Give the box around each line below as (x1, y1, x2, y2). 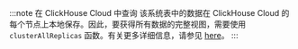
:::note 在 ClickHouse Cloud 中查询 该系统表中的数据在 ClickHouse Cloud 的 (9, 8, 290, 18)
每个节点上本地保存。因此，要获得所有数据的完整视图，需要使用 (9, 19, 246, 29)
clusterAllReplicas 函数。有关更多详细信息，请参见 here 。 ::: (9, 30, 239, 40)
